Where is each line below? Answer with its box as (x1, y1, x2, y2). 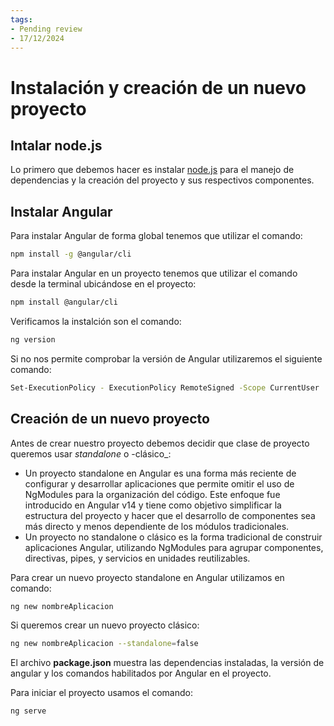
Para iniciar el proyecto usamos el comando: (10, 687, 193, 699)
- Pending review (10, 24, 83, 34)
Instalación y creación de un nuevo (10, 76, 307, 99)
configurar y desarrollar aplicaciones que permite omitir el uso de (24, 477, 295, 490)
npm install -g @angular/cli (10, 249, 132, 260)
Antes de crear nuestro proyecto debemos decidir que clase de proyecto (10, 437, 310, 449)
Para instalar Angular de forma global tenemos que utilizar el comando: (10, 230, 303, 242)
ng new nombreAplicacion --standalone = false (10, 639, 199, 649)
